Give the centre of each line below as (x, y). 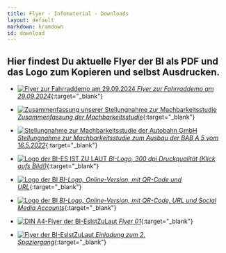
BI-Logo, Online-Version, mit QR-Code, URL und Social (138, 201)
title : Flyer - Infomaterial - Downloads (68, 14)
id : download (26, 33)
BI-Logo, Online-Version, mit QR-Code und (120, 180)
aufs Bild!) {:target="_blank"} (58, 166)
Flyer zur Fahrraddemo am (175, 89)
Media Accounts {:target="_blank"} (67, 208)
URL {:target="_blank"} (49, 187)
